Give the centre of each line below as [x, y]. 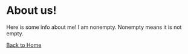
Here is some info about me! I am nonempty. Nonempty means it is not [94, 27]
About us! [31, 10]
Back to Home [24, 45]
